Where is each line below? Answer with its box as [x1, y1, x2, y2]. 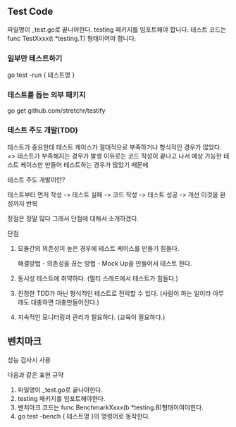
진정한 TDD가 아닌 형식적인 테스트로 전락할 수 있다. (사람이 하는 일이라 [17, 289, 211, 297]
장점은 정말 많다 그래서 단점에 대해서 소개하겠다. [7, 214, 139, 223]
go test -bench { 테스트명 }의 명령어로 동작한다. [17, 411, 151, 420]
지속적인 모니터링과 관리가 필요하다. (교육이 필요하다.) [17, 313, 166, 321]
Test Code [7, 6, 54, 18]
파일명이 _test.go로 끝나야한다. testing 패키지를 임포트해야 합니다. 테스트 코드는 [7, 25, 227, 34]
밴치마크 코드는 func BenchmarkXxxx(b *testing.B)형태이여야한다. [17, 403, 204, 411]
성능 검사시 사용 [7, 355, 51, 364]
